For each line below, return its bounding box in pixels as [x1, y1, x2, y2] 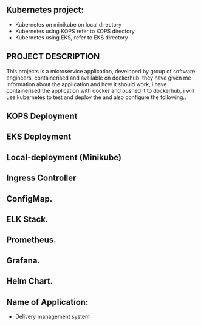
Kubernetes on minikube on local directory [15, 21, 122, 28]
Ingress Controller [6, 173, 77, 183]
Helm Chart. [6, 276, 53, 287]
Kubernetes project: [6, 5, 84, 15]
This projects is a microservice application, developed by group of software [6, 67, 196, 75]
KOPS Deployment [6, 111, 78, 121]
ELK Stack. [6, 214, 49, 224]
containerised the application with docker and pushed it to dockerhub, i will [6, 87, 195, 94]
